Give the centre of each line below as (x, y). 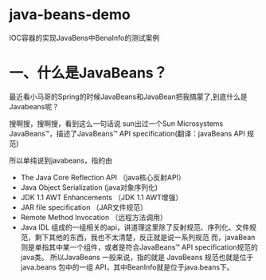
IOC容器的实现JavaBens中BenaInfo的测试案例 (84, 37)
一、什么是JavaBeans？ (88, 73)
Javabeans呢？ (34, 106)
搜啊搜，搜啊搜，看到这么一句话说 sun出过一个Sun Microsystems (116, 123)
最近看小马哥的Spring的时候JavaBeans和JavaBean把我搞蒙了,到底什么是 (128, 97)
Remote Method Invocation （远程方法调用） (94, 217)
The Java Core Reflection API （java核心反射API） (103, 177)
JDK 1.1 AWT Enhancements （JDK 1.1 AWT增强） (102, 197)
